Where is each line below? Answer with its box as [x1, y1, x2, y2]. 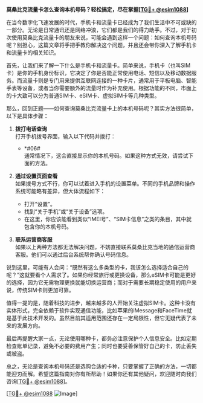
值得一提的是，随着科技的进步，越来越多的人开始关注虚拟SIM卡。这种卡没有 [6, 299, 196, 306]
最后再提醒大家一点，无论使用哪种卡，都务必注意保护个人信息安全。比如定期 [6, 335, 197, 342]
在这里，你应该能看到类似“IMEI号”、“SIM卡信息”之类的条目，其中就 [24, 216, 192, 222]
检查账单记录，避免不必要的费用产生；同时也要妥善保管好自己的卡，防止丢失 [6, 343, 197, 349]
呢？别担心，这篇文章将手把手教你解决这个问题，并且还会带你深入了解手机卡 [6, 42, 197, 48]
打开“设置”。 [24, 201, 56, 207]
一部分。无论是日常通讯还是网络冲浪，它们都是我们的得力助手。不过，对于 [6, 27, 192, 33]
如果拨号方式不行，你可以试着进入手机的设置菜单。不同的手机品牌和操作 [14, 180, 195, 187]
